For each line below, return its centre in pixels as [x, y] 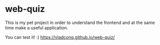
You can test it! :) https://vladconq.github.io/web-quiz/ [60, 37]
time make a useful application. [37, 27]
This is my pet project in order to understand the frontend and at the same [80, 22]
